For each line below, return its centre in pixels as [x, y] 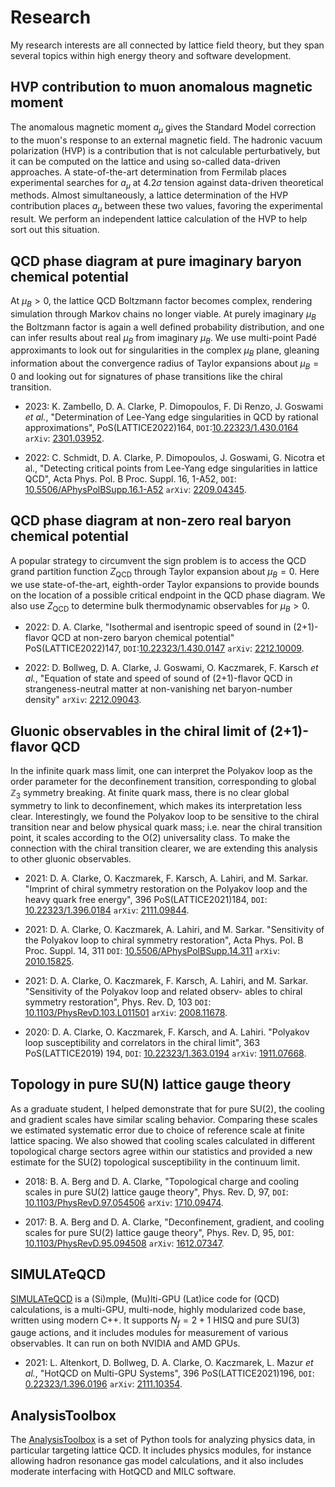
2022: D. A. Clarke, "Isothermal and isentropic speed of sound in [158, 627]
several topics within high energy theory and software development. [151, 55]
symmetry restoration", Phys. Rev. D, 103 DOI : [118, 1002]
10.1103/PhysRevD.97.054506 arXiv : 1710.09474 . [124, 1202]
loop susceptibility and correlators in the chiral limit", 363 [142, 1042]
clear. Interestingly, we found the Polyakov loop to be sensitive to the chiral [165, 816]
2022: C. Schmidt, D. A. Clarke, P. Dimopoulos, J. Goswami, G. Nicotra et [174, 457]
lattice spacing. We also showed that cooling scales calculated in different [162, 1140]
